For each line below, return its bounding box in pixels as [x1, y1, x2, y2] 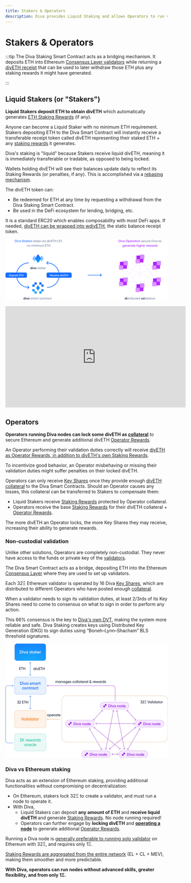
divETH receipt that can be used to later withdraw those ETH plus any [5, 64, 153, 70]
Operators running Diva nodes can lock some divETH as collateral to [5, 431, 154, 437]
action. [5, 607, 20, 613]
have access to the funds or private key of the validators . [5, 555, 126, 561]
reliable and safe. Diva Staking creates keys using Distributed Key [5, 622, 145, 628]
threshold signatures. [5, 633, 50, 639]
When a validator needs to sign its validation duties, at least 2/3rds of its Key [5, 596, 168, 602]
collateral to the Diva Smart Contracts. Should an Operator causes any [5, 483, 154, 489]
